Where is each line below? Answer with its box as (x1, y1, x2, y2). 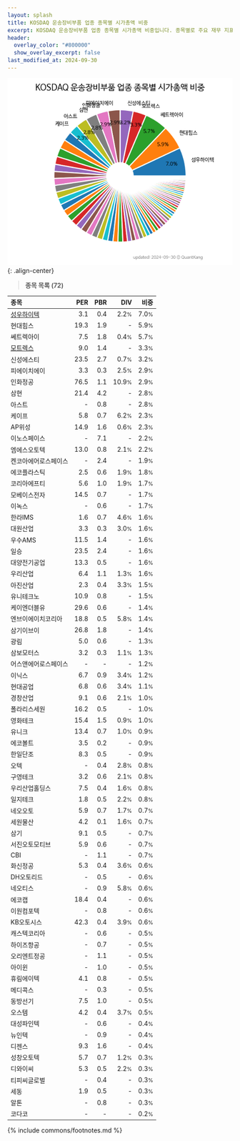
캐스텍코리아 (10, 929, 46, 938)
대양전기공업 (10, 558, 46, 567)
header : (7, 34, 31, 41)
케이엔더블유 (10, 603, 46, 612)
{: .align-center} (7, 266, 55, 275)
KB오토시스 (10, 918, 43, 927)
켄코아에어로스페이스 (10, 456, 69, 465)
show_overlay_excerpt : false (14, 49, 101, 56)
